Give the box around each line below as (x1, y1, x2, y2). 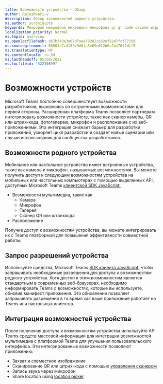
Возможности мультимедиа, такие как (12, 192, 93, 198)
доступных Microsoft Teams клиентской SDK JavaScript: (5, 182, 121, 188)
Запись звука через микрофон (12, 368, 76, 374)
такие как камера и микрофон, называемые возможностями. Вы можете (5, 166, 157, 173)
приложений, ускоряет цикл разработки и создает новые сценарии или (5, 129, 154, 135)
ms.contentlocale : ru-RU (5, 52, 55, 57)
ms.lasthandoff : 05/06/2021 (5, 57, 62, 62)
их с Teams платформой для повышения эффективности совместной (5, 232, 148, 238)
